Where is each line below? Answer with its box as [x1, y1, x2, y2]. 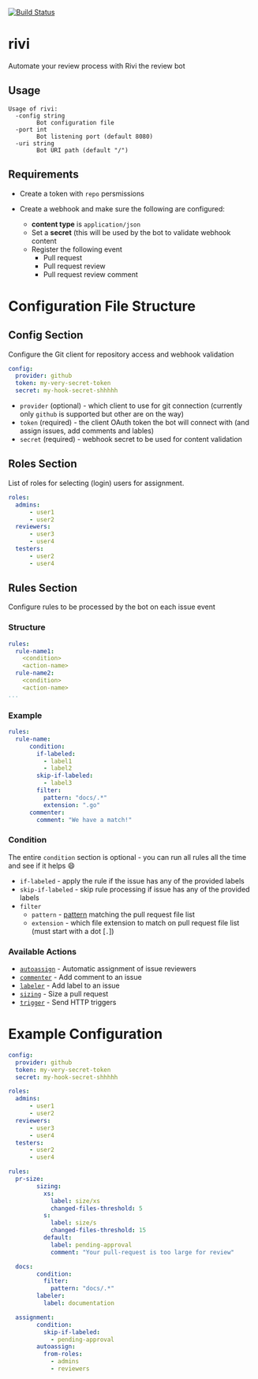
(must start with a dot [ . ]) [31, 926, 114, 936]
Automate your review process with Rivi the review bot [8, 61, 185, 70]
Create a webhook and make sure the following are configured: [19, 204, 225, 213]
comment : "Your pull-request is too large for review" [50, 1248, 235, 1256]
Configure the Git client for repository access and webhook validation [8, 349, 234, 359]
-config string [15, 111, 65, 120]
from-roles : [43, 1350, 83, 1358]
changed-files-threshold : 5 [50, 1204, 144, 1213]
